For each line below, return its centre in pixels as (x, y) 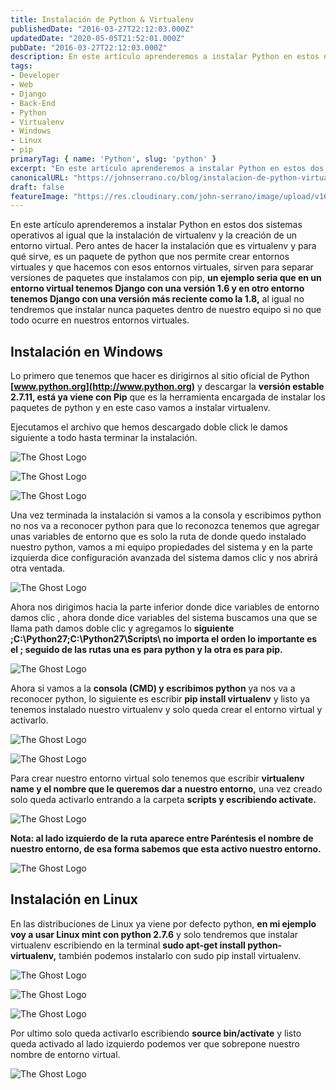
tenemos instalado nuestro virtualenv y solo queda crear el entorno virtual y (166, 710)
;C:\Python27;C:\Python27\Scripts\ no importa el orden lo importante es (164, 639)
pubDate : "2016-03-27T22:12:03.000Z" (89, 47)
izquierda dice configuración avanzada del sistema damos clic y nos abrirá (164, 558)
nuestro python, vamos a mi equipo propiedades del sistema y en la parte (161, 547)
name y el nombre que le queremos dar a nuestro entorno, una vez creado (166, 789)
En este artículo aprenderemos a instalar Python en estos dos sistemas (156, 225)
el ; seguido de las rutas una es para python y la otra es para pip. (146, 650)
